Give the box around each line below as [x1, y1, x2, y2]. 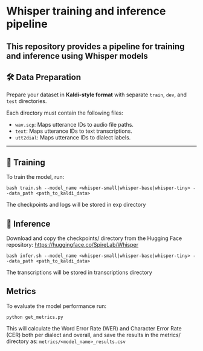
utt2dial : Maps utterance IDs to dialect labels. [14, 134, 131, 141]
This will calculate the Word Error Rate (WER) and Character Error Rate [6, 324, 182, 332]
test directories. [6, 98, 47, 105]
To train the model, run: [6, 173, 65, 181]
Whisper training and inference [6, 4, 166, 18]
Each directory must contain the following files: [6, 109, 124, 116]
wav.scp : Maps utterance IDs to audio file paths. [14, 121, 134, 129]
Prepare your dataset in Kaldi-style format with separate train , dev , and [6, 91, 187, 98]
